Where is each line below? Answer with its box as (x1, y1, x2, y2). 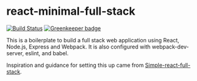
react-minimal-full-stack (6, 4, 136, 18)
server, (6, 49, 25, 56)
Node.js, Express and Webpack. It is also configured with (6, 43, 151, 50)
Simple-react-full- (145, 61, 191, 69)
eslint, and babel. (25, 49, 69, 56)
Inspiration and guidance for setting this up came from (6, 61, 144, 69)
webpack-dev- (152, 43, 189, 50)
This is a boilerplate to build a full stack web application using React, (6, 36, 180, 44)
